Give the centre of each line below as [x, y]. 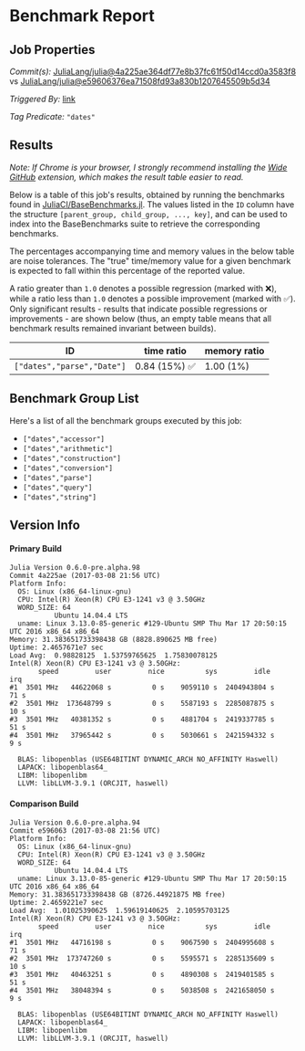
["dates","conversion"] [68, 468]
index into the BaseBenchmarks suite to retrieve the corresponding [135, 224]
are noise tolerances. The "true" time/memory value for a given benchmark [150, 260]
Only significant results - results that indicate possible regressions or [138, 309]
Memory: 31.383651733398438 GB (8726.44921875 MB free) [117, 895]
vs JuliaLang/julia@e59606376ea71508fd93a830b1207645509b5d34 [140, 81]
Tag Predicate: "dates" [52, 116]
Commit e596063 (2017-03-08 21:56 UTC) [85, 831]
